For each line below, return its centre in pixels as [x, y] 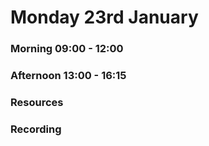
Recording [36, 129]
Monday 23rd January [104, 17]
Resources [37, 102]
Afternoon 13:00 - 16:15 [68, 76]
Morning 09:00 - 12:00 [67, 49]
